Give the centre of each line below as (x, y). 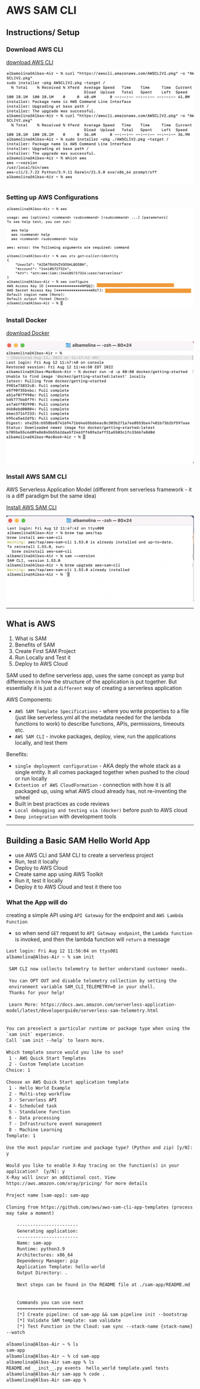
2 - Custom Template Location (46, 1064)
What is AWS (31, 624)
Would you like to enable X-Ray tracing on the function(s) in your (93, 1166)
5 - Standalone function (39, 1112)
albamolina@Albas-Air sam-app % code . (56, 1374)
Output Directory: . (42, 1273)
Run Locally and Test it (43, 657)
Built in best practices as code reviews (62, 804)
